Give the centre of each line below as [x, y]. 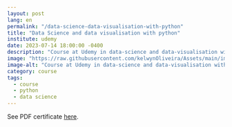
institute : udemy [32, 39]
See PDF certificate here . [43, 117]
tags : [15, 78]
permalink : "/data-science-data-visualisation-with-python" [96, 26]
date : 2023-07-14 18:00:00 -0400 [55, 46]
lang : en [20, 20]
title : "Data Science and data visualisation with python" [94, 33]
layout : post [26, 13]
